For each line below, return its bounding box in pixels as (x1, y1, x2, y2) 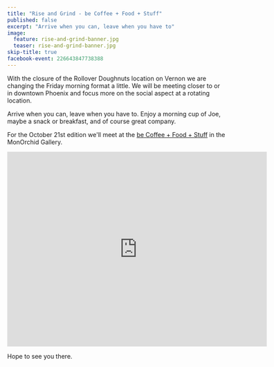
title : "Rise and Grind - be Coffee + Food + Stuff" (7, 10, 163, 17)
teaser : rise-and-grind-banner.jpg (13, 42, 116, 49)
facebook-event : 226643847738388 (7, 55, 104, 62)
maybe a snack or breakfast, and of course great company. (7, 117, 176, 125)
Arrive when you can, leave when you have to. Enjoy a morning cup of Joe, (7, 109, 221, 118)
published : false (7, 17, 57, 24)
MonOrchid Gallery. (7, 138, 63, 146)
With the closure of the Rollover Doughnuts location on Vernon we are (7, 74, 206, 82)
